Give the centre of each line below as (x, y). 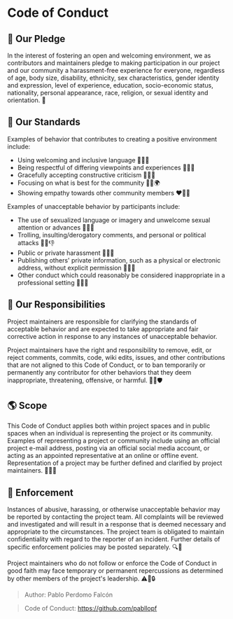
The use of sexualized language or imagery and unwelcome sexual (114, 220)
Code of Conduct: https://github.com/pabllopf (91, 608)
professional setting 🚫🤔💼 (53, 282)
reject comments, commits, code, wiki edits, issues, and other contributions (116, 357)
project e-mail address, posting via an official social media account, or (108, 448)
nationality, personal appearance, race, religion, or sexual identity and (108, 93)
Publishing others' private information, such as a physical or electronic (119, 260)
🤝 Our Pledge (36, 39)
